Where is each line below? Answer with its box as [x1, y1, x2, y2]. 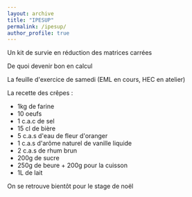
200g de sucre [17, 154, 60, 162]
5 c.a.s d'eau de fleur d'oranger [17, 132, 108, 140]
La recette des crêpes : [7, 89, 73, 97]
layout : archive [7, 10, 54, 17]
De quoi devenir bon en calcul [7, 62, 93, 70]
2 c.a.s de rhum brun [17, 146, 78, 155]
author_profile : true [7, 29, 70, 37]
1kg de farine [17, 102, 55, 111]
